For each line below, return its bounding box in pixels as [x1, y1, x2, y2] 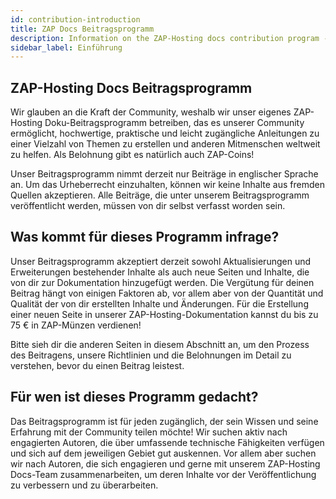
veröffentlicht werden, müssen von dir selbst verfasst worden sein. [10, 200, 286, 212]
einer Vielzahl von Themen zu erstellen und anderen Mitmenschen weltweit [10, 138, 321, 150]
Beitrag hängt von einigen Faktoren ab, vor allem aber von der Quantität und [10, 287, 324, 299]
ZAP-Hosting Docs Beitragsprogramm [10, 79, 253, 96]
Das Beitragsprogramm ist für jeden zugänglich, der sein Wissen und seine [10, 415, 319, 427]
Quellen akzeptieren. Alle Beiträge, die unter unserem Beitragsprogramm [10, 189, 310, 201]
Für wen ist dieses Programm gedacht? [10, 389, 259, 406]
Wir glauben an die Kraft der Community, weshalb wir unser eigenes [10, 106, 292, 118]
